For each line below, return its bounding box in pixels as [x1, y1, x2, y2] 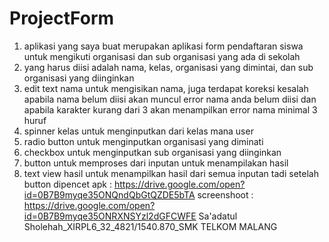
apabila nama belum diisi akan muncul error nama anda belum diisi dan [23, 93, 317, 105]
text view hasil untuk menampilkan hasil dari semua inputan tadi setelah [23, 167, 319, 179]
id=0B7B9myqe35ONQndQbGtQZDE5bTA [23, 188, 196, 201]
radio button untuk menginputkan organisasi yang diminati [23, 135, 264, 147]
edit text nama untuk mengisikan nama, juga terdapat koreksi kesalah [23, 82, 309, 94]
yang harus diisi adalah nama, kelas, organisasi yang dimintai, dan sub [23, 61, 314, 73]
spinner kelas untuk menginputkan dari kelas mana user [23, 125, 254, 137]
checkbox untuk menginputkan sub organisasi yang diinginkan [23, 146, 282, 158]
